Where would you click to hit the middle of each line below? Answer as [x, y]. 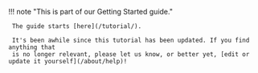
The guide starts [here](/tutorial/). [77, 26]
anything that [32, 47]
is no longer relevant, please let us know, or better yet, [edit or [131, 55]
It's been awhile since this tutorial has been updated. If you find [131, 40]
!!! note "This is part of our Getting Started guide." [90, 12]
